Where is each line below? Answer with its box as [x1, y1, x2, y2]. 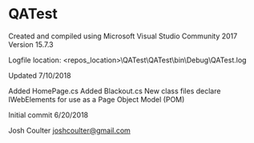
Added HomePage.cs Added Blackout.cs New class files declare [8, 85, 221, 96]
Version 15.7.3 [8, 39, 54, 49]
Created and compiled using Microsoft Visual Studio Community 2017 [8, 31, 238, 41]
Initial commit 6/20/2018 [8, 109, 89, 120]
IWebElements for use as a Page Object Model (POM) [8, 94, 185, 104]
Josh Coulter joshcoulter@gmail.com [8, 125, 131, 135]
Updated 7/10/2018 [8, 70, 71, 80]
